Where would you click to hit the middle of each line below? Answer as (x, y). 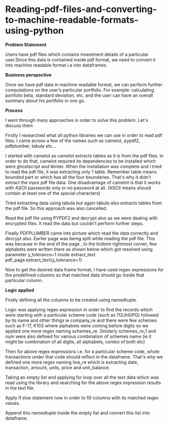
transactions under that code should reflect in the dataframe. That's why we (84, 357)
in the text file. (20, 388)
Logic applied (20, 290)
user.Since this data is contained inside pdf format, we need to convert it (80, 59)
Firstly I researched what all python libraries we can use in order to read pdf (84, 135)
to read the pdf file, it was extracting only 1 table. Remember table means (81, 172)
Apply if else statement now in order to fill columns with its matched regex (82, 398)
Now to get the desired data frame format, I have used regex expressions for (84, 269)
